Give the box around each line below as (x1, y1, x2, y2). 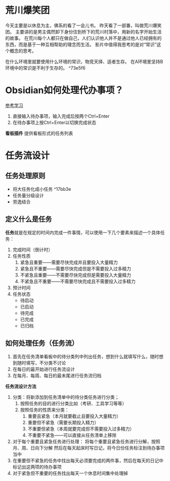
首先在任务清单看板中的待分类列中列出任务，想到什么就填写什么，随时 (12, 353, 159, 359)
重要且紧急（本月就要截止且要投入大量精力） (27, 413, 121, 419)
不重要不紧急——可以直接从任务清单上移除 (27, 432, 117, 438)
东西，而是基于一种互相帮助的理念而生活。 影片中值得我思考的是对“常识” (5, 41, 157, 47)
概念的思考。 (9, 48, 36, 54)
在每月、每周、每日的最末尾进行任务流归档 (12, 372, 102, 379)
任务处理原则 (5, 171, 46, 180)
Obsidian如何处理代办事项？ (5, 85, 124, 96)
